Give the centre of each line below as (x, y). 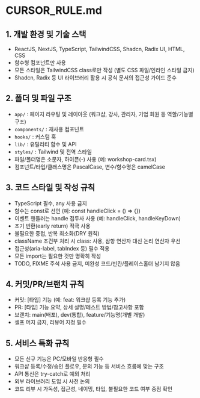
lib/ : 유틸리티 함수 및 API (45, 144)
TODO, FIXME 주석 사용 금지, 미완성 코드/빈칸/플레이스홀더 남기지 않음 (97, 263)
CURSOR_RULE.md (54, 11)
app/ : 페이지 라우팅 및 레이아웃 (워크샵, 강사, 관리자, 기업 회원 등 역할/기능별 (104, 114)
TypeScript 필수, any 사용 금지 (51, 203)
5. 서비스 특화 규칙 (38, 343)
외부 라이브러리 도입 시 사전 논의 (52, 381)
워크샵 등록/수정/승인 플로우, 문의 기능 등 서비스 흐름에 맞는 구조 (89, 366)
